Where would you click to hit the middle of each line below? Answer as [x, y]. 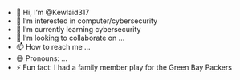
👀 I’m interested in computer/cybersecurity [87, 21]
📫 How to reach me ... [53, 47]
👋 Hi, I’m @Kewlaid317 [53, 12]
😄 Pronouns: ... [42, 58]
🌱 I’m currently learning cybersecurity [78, 29]
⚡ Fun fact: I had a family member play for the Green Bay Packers [124, 67]
